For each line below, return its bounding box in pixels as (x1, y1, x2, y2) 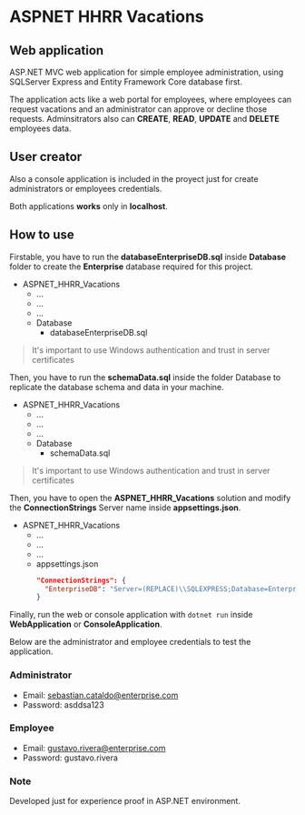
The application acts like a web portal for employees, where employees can (9, 94, 292, 105)
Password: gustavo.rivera (22, 752, 118, 763)
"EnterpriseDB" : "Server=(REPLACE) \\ (44, 584, 188, 593)
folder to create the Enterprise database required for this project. (9, 261, 254, 272)
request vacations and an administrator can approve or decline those (9, 104, 268, 115)
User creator (9, 149, 83, 165)
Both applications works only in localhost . (9, 200, 168, 211)
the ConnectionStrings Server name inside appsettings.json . (9, 502, 241, 513)
